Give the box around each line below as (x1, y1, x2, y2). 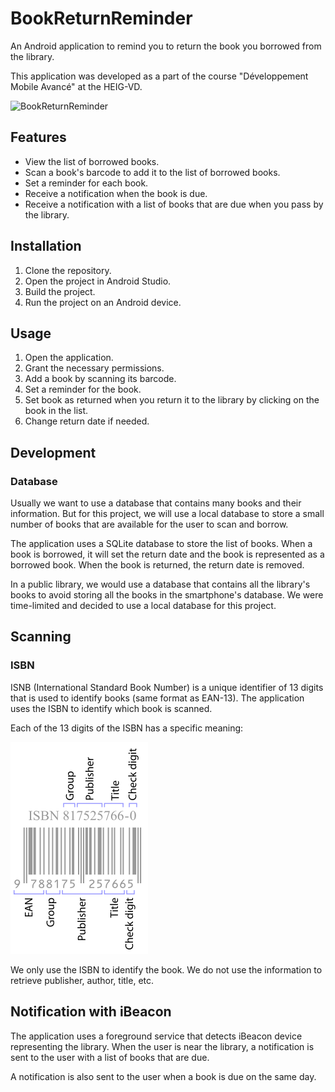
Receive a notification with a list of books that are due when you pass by (24, 198, 324, 210)
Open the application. (24, 352, 114, 364)
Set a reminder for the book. (24, 383, 142, 396)
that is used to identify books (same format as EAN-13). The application (10, 692, 305, 704)
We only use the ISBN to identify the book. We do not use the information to (10, 963, 323, 976)
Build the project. (24, 285, 96, 297)
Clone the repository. (24, 264, 112, 276)
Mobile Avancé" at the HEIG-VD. (10, 80, 143, 92)
